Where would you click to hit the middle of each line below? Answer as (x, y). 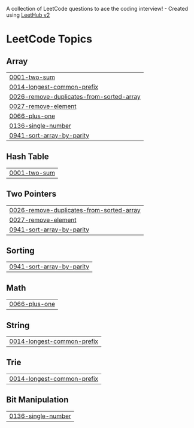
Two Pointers (31, 194)
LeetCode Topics (49, 39)
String (18, 325)
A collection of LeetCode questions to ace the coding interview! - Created (97, 9)
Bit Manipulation (37, 400)
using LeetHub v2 (28, 15)
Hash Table (28, 157)
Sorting (20, 251)
